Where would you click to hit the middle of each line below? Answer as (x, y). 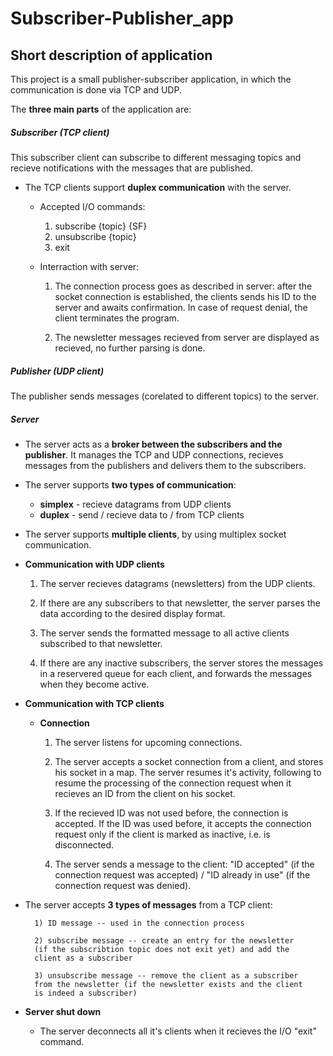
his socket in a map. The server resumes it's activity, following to (188, 772)
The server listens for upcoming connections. (148, 742)
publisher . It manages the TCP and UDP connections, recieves (154, 454)
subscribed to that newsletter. (101, 643)
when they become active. (94, 684)
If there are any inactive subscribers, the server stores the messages (181, 663)
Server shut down (63, 1011)
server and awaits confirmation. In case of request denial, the (181, 307)
